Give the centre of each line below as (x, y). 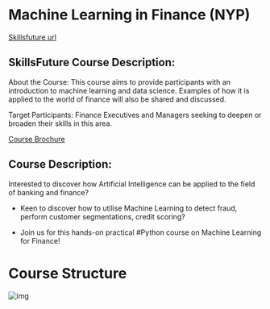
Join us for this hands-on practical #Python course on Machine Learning (141, 232)
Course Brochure (37, 139)
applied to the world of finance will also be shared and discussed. (118, 99)
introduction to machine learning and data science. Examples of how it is (129, 90)
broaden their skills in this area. (60, 123)
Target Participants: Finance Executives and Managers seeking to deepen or (135, 115)
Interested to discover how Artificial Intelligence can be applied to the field (132, 184)
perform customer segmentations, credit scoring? (102, 216)
